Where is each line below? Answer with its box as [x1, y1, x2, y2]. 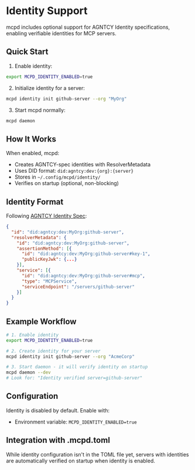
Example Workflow [6, 316, 77, 327]
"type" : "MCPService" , [21, 278, 77, 284]
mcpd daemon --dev [6, 370, 51, 375]
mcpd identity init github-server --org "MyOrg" [6, 96, 127, 102]
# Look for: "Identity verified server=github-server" [6, 375, 143, 381]
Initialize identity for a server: [14, 84, 85, 92]
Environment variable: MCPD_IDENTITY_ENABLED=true [14, 418, 138, 425]
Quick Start [6, 47, 49, 57]
